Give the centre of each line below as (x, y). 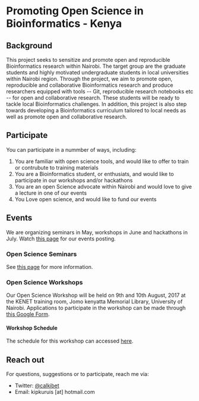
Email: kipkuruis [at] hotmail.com (55, 392)
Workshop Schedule (32, 328)
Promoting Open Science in (75, 11)
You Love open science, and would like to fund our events (86, 199)
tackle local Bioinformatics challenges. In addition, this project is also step (97, 104)
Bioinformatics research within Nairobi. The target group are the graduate (96, 66)
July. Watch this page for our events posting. (61, 239)
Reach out (25, 360)
